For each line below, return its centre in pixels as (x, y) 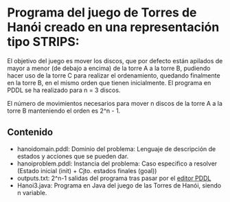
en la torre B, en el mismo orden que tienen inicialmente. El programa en (109, 82)
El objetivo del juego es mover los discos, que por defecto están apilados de (115, 60)
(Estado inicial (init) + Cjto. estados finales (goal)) (87, 170)
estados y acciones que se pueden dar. (73, 156)
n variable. (32, 192)
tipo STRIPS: (44, 42)
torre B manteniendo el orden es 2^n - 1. (64, 111)
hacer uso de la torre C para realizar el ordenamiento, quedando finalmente (114, 75)
